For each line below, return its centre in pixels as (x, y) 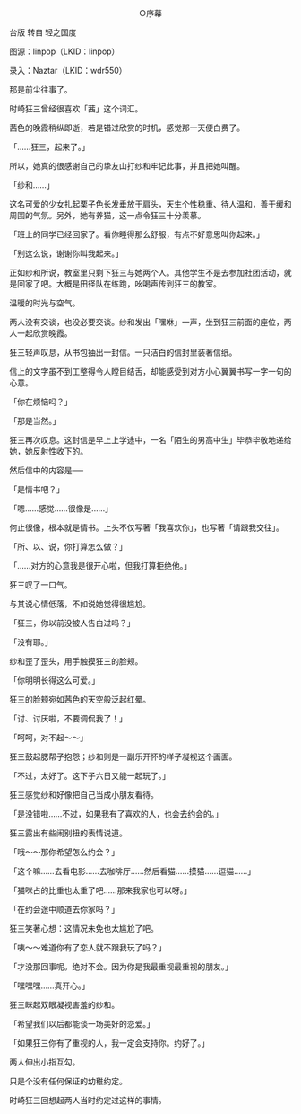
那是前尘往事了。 (41, 89)
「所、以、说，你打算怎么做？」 (68, 547)
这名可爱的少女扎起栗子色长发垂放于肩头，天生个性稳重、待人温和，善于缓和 (150, 204)
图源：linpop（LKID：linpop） (64, 51)
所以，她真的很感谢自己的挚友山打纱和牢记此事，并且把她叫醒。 (127, 166)
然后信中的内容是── (46, 470)
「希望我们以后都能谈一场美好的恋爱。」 (82, 1024)
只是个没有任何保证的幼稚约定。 (68, 1081)
